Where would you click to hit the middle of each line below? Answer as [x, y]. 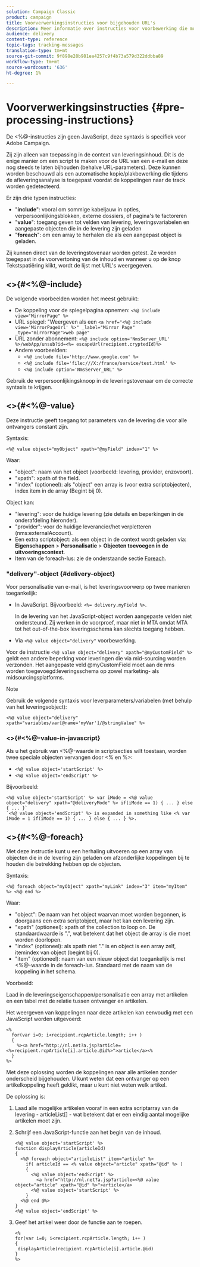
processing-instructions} [70, 120]
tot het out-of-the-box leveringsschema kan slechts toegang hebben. [100, 629]
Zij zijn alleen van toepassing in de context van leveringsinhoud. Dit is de [95, 155]
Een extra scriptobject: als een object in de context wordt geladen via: [101, 539]
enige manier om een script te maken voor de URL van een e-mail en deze [97, 161]
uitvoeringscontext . [40, 552]
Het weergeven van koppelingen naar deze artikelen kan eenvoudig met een [100, 1013]
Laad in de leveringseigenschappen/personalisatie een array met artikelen [97, 995]
